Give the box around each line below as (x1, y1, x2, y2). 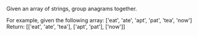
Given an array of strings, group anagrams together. (6, 5, 137, 12)
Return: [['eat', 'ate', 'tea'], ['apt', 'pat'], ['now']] (6, 23, 125, 30)
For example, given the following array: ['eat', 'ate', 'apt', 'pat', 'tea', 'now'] (6, 17, 193, 23)
